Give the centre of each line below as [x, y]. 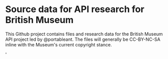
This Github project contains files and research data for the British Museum [84, 34]
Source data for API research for [75, 9]
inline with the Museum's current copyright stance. [59, 44]
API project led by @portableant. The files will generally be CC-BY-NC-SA [83, 39]
